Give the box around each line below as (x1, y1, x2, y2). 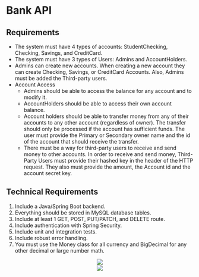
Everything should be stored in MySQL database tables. (14, 209, 151, 216)
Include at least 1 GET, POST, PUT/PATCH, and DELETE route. (14, 215, 165, 222)
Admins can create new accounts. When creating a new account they (14, 62, 185, 69)
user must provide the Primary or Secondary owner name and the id (23, 132, 191, 139)
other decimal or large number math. (14, 247, 105, 254)
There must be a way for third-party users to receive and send (23, 144, 177, 151)
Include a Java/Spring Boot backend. (14, 203, 106, 210)
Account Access (14, 81, 55, 88)
